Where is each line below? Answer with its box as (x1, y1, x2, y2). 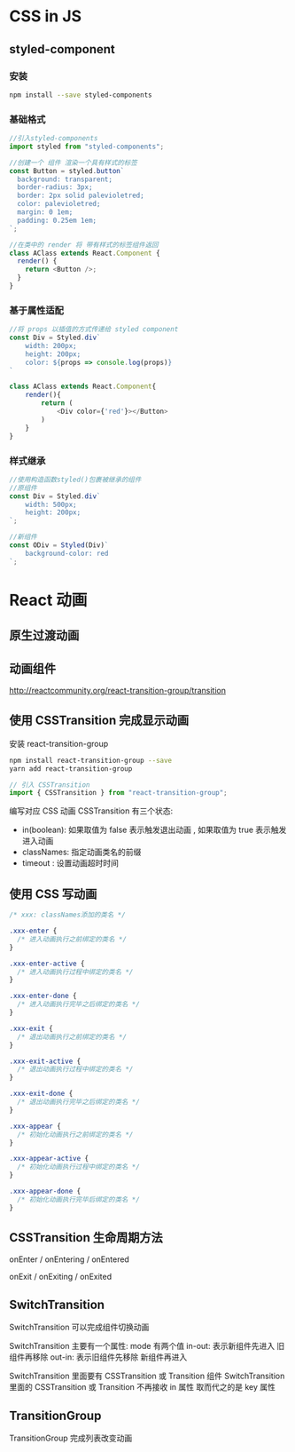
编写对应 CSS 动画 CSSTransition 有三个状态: (9, 805, 174, 816)
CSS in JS (9, 6, 82, 27)
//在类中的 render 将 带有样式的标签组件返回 (9, 240, 159, 250)
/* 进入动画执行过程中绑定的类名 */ (17, 967, 134, 976)
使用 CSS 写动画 (9, 886, 97, 901)
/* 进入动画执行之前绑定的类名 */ (17, 934, 127, 943)
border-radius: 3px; (17, 183, 93, 192)
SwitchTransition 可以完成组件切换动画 (9, 1321, 150, 1333)
